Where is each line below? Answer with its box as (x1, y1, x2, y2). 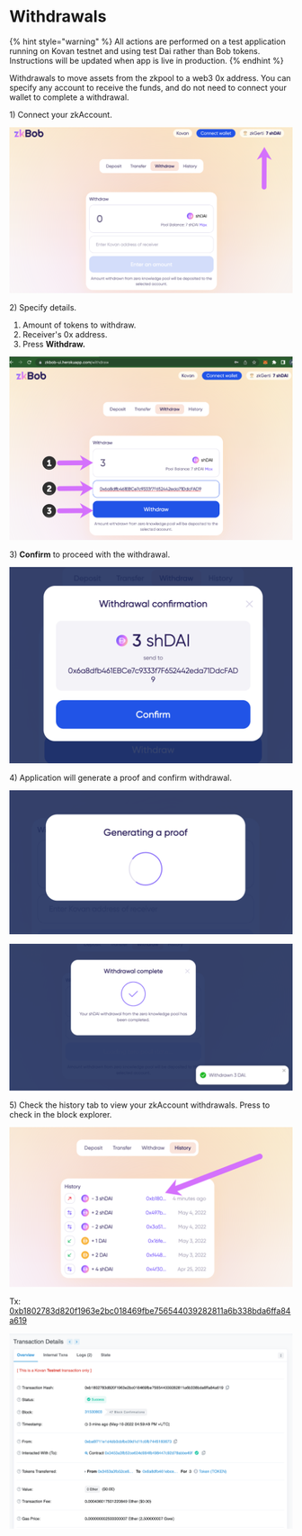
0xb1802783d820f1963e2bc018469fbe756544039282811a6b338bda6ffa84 (9, 1305, 291, 1316)
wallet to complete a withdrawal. (9, 92, 129, 103)
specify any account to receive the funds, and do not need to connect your (9, 82, 288, 93)
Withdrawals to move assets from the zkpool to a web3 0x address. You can (9, 72, 291, 83)
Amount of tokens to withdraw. (22, 319, 137, 330)
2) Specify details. (9, 301, 77, 312)
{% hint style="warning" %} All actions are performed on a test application (9, 36, 286, 47)
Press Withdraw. (22, 338, 85, 349)
